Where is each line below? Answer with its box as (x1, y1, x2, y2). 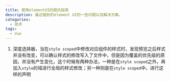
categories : (5, 17, 31, 22)
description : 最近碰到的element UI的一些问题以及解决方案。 (5, 12, 123, 17)
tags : (5, 26, 17, 32)
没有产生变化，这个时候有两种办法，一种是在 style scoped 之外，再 (26, 59, 166, 64)
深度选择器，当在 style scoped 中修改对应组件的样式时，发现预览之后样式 (12, 46, 166, 51)
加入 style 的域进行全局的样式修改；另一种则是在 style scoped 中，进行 (12, 65, 159, 71)
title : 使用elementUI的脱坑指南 (5, 7, 69, 13)
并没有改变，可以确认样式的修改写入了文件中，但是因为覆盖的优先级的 (12, 52, 161, 58)
